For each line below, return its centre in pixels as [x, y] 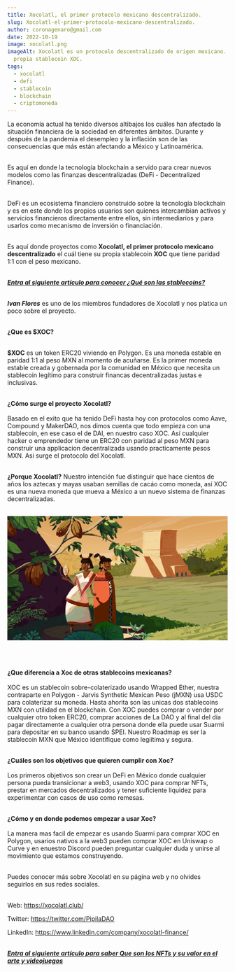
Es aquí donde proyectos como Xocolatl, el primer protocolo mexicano [111, 247]
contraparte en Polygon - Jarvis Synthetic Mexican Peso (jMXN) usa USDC [115, 695]
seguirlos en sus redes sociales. [54, 884]
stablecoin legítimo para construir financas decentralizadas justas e [105, 375]
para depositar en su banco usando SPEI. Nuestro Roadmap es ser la [107, 732]
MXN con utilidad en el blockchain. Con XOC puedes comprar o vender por [115, 710]
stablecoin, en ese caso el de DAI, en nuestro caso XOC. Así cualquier [108, 433]
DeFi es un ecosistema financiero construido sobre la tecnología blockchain [116, 204]
